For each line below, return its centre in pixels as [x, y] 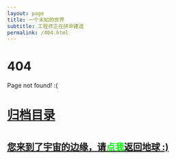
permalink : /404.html [38, 33]
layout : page [26, 13]
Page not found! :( [33, 86]
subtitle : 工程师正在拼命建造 [46, 26]
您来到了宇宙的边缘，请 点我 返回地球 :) [88, 147]
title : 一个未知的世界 [36, 20]
